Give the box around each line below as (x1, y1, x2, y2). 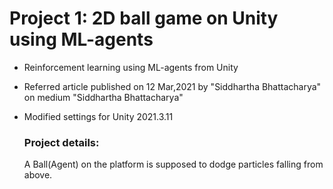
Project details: (23, 135, 100, 149)
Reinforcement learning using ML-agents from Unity (23, 61, 239, 73)
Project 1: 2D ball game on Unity (9, 7, 279, 30)
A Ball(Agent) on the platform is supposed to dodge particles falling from (23, 158, 324, 171)
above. (23, 169, 53, 181)
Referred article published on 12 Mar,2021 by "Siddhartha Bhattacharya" (23, 80, 322, 92)
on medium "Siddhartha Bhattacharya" (23, 91, 184, 103)
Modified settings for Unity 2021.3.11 (23, 110, 174, 122)
